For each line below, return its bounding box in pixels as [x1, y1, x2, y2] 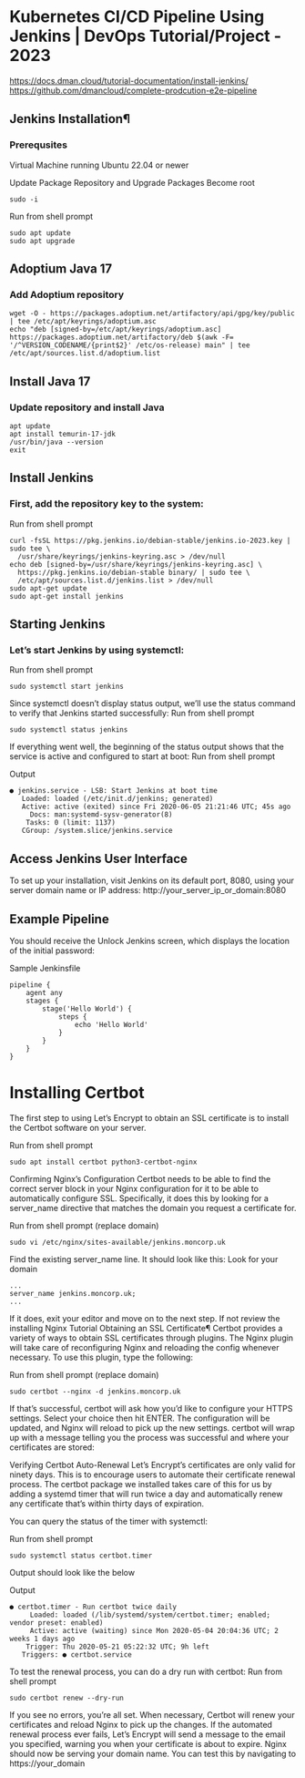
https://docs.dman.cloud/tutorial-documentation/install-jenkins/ [9, 75, 249, 86]
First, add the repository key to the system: [9, 498, 204, 510]
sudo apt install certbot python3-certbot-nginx [9, 1157, 198, 1166]
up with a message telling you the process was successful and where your [9, 1432, 290, 1443]
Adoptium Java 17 [9, 262, 113, 277]
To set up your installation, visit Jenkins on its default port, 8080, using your [9, 875, 294, 886]
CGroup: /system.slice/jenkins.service [21, 827, 173, 836]
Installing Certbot [9, 1083, 145, 1104]
